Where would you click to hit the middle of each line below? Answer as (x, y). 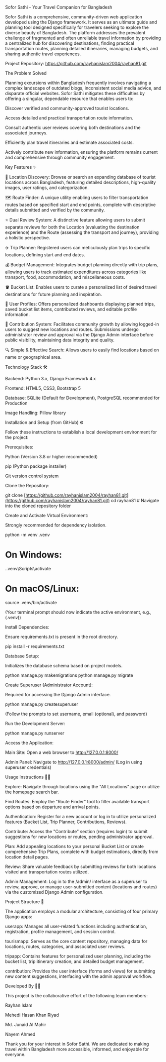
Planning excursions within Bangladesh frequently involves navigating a (78, 83)
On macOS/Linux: (42, 589)
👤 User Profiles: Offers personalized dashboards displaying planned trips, (80, 304)
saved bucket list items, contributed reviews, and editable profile (71, 309)
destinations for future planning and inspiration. (54, 294)
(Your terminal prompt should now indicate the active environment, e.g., (78, 612)
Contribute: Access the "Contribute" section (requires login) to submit (76, 831)
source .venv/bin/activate (31, 602)
